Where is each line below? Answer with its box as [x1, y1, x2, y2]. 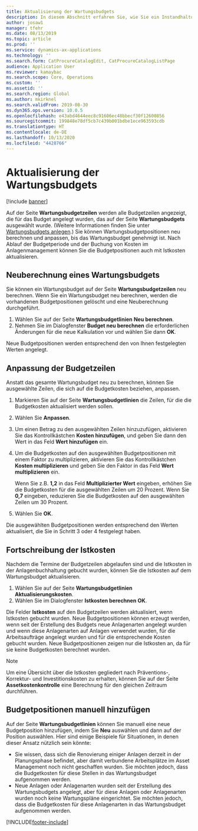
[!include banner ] [6, 198, 48, 205]
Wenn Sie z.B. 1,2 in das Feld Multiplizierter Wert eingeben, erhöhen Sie [14, 480, 192, 487]
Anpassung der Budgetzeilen [6, 363, 116, 373]
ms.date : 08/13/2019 [6, 31, 57, 37]
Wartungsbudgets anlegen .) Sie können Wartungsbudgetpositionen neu [6, 228, 181, 235]
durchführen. [6, 688, 38, 695]
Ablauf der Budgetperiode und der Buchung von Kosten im [6, 240, 148, 248]
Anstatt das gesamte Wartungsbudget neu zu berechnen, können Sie [6, 379, 174, 386]
